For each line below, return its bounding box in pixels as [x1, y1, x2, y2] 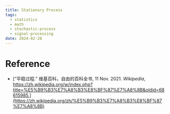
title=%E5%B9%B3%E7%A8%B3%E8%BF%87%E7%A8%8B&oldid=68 [12, 86, 165, 93]
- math [10, 21, 24, 27]
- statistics [10, 17, 38, 22]
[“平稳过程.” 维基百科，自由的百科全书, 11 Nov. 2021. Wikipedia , [12, 75, 145, 82]
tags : [5, 12, 17, 17]
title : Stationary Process [5, 7, 63, 13]
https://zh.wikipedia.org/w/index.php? [12, 81, 93, 87]
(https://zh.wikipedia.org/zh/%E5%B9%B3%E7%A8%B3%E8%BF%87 [12, 98, 162, 104]
